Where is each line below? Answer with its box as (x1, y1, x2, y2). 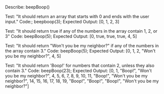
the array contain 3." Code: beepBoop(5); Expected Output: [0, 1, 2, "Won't (5, 48, 156, 54)
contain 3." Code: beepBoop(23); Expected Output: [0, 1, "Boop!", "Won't (5, 68, 152, 74)
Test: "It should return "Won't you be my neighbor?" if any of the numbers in (5, 43, 159, 48)
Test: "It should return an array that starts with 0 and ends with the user (5, 14, 149, 19)
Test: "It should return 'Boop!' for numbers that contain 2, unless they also (5, 63, 155, 68)
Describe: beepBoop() (5, 4, 50, 10)
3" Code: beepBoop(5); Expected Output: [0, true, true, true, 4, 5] (5, 34, 137, 39)
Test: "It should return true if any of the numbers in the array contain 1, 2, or (5, 28, 158, 34)
